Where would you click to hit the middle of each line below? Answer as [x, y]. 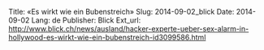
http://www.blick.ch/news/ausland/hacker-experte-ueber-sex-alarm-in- [129, 29]
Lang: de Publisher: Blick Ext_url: [86, 20]
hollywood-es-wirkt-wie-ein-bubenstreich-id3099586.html [107, 37]
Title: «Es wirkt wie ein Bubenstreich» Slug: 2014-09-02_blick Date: [121, 12]
